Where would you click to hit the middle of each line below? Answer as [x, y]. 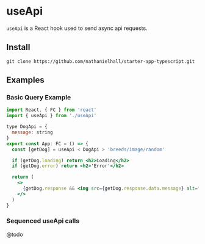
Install [18, 47]
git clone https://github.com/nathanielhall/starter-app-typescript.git [101, 61]
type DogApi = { [27, 127]
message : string [32, 132]
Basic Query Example [39, 98]
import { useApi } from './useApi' [52, 116]
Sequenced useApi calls [43, 221]
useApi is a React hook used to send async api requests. [77, 28]
